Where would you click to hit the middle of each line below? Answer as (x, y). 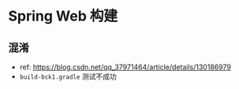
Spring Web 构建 (63, 16)
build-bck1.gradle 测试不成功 (68, 76)
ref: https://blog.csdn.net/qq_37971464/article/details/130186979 (125, 67)
